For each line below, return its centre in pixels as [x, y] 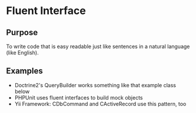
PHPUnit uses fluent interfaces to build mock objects [79, 97]
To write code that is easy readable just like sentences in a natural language [98, 46]
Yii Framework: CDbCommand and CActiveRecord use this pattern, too [100, 104]
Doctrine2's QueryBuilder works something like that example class [95, 85]
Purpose [22, 32]
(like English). [23, 53]
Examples [24, 71]
